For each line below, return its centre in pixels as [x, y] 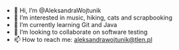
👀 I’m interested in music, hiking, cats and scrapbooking [93, 18]
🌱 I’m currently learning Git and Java [65, 25]
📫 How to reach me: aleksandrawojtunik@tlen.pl [83, 40]
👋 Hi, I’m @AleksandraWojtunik [57, 10]
